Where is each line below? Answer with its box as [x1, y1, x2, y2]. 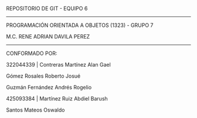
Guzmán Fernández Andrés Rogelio [6, 84, 92, 91]
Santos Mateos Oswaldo [6, 106, 65, 113]
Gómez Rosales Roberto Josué [6, 72, 81, 79]
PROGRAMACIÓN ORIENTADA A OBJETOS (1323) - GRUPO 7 [6, 22, 154, 29]
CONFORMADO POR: [6, 50, 57, 57]
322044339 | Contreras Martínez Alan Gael [6, 61, 111, 68]
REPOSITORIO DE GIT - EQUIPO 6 [6, 5, 88, 12]
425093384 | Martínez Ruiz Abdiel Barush [6, 95, 108, 102]
